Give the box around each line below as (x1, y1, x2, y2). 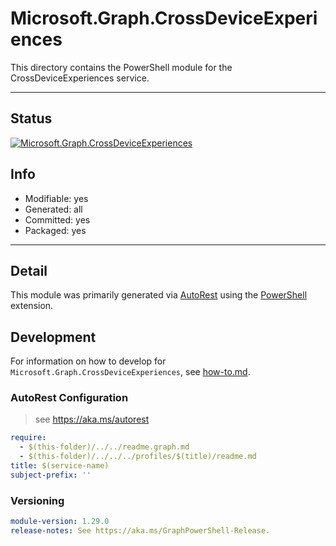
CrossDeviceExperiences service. (10, 72, 150, 84)
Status (10, 110, 53, 127)
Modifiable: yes (24, 192, 89, 204)
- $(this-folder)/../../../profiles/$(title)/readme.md (19, 452, 257, 462)
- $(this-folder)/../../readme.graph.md (19, 442, 190, 452)
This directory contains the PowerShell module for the (10, 61, 233, 73)
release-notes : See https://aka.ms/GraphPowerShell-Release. (10, 526, 271, 536)
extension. (10, 300, 54, 312)
